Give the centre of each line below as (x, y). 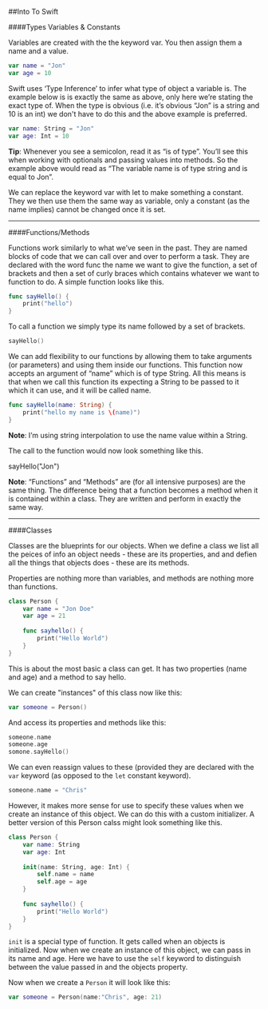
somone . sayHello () (39, 752)
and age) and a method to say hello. (67, 677)
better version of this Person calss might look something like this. (116, 822)
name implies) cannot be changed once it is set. (87, 209)
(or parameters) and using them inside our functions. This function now (126, 365)
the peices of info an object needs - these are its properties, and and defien (133, 554)
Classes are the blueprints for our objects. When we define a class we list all (134, 545)
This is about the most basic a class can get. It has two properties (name (128, 668)
